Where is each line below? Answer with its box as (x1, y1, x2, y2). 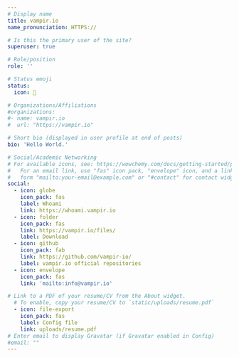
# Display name (7, 10, 53, 18)
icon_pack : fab (20, 247, 65, 254)
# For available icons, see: (7, 160, 94, 167)
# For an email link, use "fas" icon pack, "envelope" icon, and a (7, 167, 218, 175)
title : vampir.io (7, 17, 59, 24)
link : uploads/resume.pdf (20, 326, 97, 333)
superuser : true (7, 43, 55, 51)
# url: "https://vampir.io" (7, 122, 94, 129)
